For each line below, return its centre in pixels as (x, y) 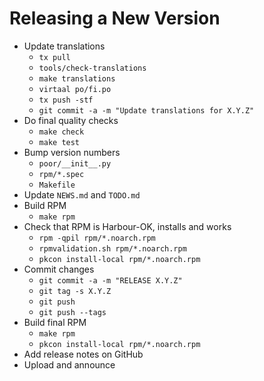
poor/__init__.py (75, 163)
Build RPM (45, 205)
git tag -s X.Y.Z (75, 291)
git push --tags (72, 312)
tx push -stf (66, 100)
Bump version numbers (72, 152)
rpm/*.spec (61, 174)
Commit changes (59, 269)
